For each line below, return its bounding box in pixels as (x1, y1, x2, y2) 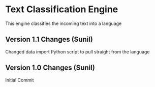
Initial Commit (5, 77, 34, 83)
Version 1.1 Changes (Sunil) (5, 35, 93, 44)
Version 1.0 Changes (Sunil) (5, 64, 95, 72)
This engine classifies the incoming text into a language (5, 20, 122, 26)
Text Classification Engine (5, 4, 118, 15)
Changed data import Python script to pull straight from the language (5, 48, 150, 54)
